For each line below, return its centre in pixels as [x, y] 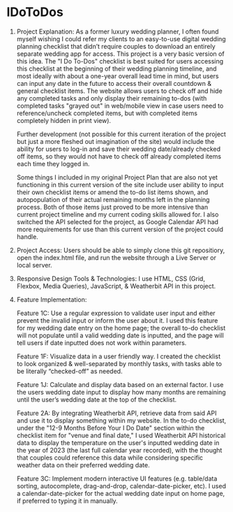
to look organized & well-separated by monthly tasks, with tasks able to [119, 363]
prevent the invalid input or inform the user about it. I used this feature [117, 320]
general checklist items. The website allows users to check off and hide [119, 91]
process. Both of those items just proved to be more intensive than [112, 207]
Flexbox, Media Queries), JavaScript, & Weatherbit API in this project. [116, 286]
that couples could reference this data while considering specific [110, 458]
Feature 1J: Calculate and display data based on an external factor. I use [120, 384]
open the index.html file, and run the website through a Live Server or [116, 257]
